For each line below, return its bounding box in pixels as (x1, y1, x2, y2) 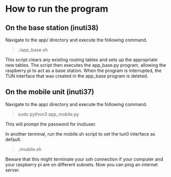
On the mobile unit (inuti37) (5, 88, 94, 96)
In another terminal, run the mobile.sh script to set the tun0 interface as (5, 131, 156, 137)
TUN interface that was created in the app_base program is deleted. (5, 73, 149, 79)
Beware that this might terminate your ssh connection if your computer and (5, 156, 163, 162)
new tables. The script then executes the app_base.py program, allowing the (5, 62, 166, 68)
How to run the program (5, 3, 108, 15)
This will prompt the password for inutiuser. (5, 121, 96, 127)
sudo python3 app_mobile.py (17, 111, 80, 117)
